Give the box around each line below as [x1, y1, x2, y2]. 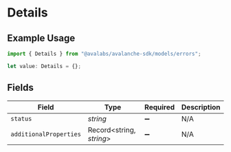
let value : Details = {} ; [7, 63, 81, 69]
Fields [7, 82, 34, 94]
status [10, 115, 32, 122]
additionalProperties [10, 130, 81, 138]
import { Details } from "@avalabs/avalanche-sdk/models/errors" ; [7, 50, 201, 57]
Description [181, 102, 221, 111]
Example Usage [7, 32, 76, 44]
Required [144, 102, 175, 111]
